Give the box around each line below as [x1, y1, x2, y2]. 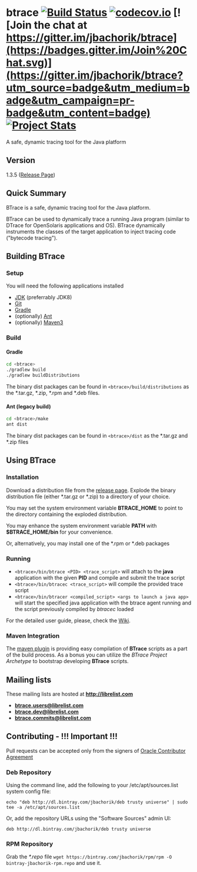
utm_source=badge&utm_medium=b [6, 81, 190, 94]
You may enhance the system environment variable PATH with [6, 522, 157, 529]
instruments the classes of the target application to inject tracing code [6, 228, 176, 235]
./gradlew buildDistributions [6, 373, 81, 378]
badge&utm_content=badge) [6, 106, 151, 120]
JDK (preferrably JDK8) [14, 294, 72, 301]
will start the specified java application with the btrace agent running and [14, 599, 192, 606]
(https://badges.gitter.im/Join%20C [6, 44, 187, 57]
